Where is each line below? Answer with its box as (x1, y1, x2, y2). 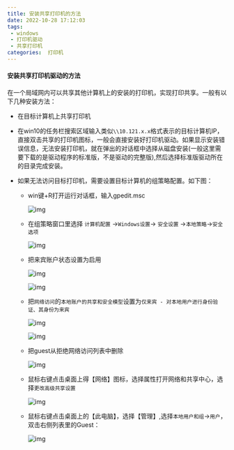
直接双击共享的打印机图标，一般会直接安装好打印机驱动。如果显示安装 (17, 135, 219, 144)
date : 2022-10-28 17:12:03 (7, 17, 86, 24)
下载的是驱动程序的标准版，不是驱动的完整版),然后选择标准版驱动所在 (23, 153, 223, 161)
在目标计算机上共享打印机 (17, 112, 91, 121)
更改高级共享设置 (33, 385, 76, 392)
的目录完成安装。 (17, 162, 67, 170)
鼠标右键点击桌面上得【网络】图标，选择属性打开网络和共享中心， (27, 375, 217, 384)
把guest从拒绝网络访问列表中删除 (27, 347, 124, 355)
